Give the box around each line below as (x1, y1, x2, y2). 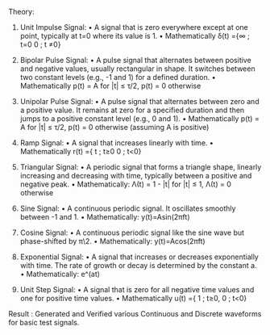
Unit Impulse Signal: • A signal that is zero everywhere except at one (19, 23, 248, 31)
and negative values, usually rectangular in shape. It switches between (19, 64, 255, 73)
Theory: (8, 7, 35, 16)
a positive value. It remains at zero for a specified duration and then (19, 105, 245, 115)
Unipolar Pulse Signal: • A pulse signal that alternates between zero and (19, 97, 260, 106)
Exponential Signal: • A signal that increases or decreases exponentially (19, 252, 260, 262)
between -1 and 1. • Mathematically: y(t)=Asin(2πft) (19, 212, 190, 221)
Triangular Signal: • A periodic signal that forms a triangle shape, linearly (19, 162, 262, 172)
